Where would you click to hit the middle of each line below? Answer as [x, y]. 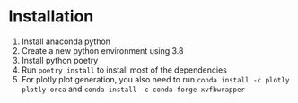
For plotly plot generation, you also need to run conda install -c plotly [155, 79]
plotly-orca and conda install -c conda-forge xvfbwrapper [133, 89]
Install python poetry [60, 60]
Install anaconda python [66, 41]
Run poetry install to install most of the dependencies [124, 70]
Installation [51, 17]
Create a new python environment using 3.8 [102, 50]
